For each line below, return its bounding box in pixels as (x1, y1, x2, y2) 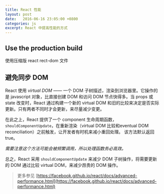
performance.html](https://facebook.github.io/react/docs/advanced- (17, 178, 157, 184)
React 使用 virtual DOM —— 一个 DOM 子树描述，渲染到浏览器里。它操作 (5, 87, 154, 93)
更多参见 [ (17, 172, 38, 178)
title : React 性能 (5, 7, 41, 12)
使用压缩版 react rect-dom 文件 (5, 57, 68, 63)
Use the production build (5, 44, 83, 52)
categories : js (5, 21, 36, 26)
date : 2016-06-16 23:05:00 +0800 (5, 16, 78, 21)
